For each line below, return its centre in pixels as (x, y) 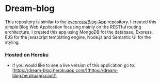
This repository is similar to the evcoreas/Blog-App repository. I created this (81, 22)
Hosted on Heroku (27, 55)
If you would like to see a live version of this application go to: (74, 65)
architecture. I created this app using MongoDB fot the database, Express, (79, 32)
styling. (12, 42)
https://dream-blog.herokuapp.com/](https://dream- (66, 70)
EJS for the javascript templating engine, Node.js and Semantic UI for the (78, 37)
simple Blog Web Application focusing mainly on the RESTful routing (73, 27)
